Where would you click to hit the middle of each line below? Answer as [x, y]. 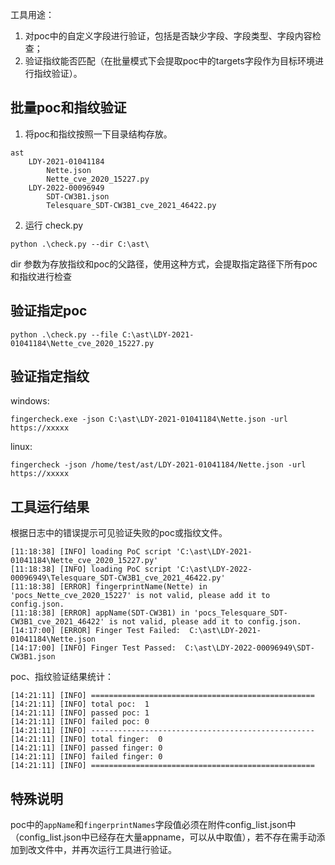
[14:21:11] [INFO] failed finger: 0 [86, 757]
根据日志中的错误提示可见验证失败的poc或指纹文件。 [119, 533]
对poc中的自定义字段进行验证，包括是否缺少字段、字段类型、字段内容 [168, 36]
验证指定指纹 [50, 376]
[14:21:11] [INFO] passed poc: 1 [80, 713]
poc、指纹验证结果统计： [62, 677]
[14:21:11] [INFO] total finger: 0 [86, 739]
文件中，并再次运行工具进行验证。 [106, 850]
